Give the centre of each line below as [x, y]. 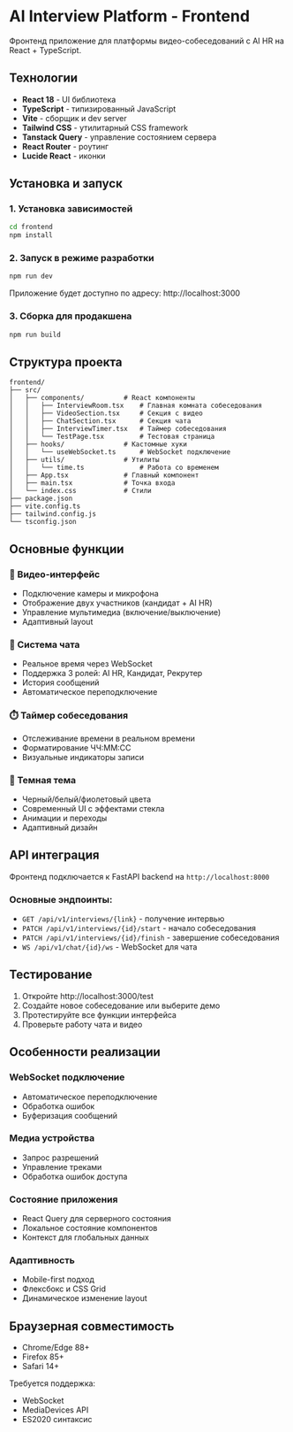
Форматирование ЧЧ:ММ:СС [76, 747]
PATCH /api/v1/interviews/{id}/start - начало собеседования [139, 928]
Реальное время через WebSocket [87, 664]
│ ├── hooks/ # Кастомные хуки [98, 444]
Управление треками [62, 1166]
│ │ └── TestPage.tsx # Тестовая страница [112, 437]
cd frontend [31, 227]
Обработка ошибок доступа [75, 1176]
